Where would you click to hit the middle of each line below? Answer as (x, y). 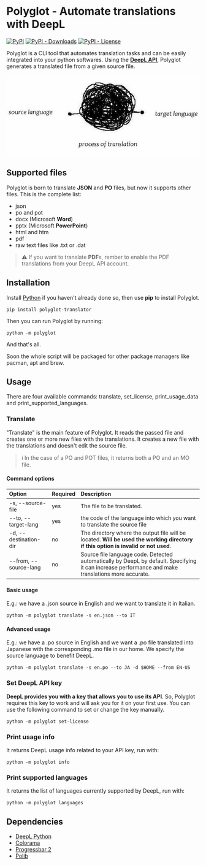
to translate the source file (114, 524)
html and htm (32, 232)
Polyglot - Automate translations (91, 11)
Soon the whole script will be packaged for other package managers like (98, 356)
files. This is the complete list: (44, 194)
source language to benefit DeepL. (50, 656)
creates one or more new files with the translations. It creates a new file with (103, 439)
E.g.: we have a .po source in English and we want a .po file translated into (100, 642)
